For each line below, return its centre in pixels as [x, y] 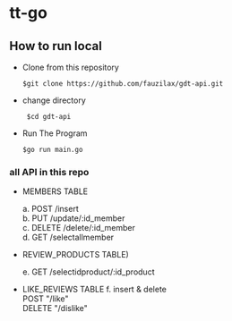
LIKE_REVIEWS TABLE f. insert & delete [95, 290]
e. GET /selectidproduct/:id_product [88, 272]
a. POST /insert [50, 209]
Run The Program [55, 133]
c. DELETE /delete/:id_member [79, 228]
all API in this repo [49, 172]
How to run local [56, 46]
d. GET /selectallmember [68, 237]
